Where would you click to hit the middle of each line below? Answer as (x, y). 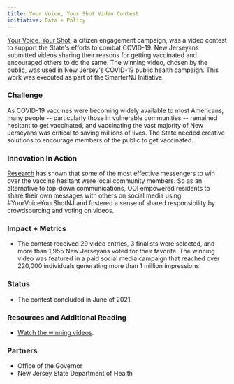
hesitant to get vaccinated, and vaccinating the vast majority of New (105, 125)
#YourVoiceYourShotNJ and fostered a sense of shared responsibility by (111, 203)
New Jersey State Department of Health (75, 374)
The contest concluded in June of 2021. (75, 299)
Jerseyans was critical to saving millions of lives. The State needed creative (116, 133)
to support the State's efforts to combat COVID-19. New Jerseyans (103, 47)
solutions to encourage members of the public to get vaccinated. (101, 140)
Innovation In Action (42, 158)
